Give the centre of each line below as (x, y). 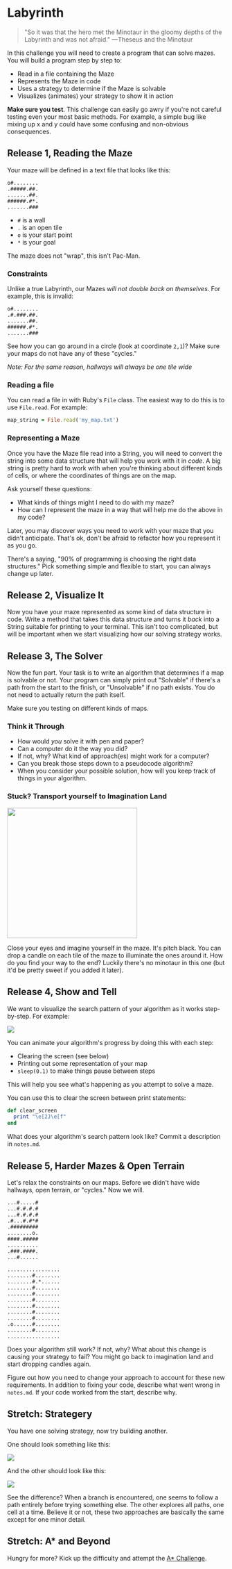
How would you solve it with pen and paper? (80, 741)
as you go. (22, 545)
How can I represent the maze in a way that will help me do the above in (120, 509)
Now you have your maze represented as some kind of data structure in (109, 612)
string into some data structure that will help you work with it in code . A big (114, 461)
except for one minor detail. (47, 1519)
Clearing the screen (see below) (63, 1056)
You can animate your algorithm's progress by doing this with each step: (110, 1042)
